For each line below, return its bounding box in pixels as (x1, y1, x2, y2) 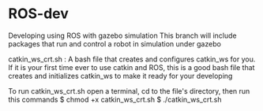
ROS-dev (8, 5, 70, 23)
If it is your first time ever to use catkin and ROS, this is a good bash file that (8, 62, 255, 72)
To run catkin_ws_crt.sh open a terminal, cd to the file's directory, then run (8, 86, 250, 95)
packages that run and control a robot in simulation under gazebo (8, 39, 221, 48)
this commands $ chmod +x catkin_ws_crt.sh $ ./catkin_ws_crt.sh (8, 94, 222, 104)
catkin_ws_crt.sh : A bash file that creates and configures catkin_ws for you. (8, 54, 256, 64)
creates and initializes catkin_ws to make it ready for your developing (8, 71, 233, 80)
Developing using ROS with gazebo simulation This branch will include (8, 31, 237, 40)
